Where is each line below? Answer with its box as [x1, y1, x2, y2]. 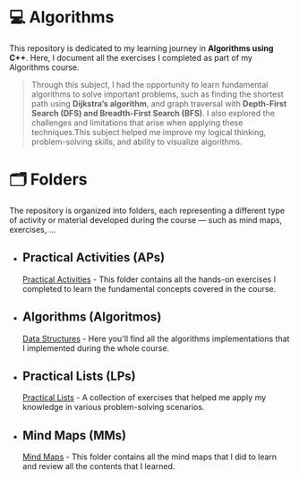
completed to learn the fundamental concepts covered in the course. [21, 283, 277, 294]
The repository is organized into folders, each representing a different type [9, 205, 286, 216]
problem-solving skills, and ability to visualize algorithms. [30, 136, 243, 147]
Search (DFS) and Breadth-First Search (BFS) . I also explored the [30, 107, 276, 118]
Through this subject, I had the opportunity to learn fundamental [30, 79, 269, 90]
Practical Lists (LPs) [21, 368, 136, 383]
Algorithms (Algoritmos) [21, 310, 162, 325]
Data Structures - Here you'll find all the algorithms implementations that [21, 333, 290, 344]
